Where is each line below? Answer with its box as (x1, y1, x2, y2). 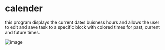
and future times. (5, 29, 40, 35)
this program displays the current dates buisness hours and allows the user (5, 19, 160, 25)
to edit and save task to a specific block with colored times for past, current (5, 24, 160, 30)
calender (5, 3, 43, 14)
